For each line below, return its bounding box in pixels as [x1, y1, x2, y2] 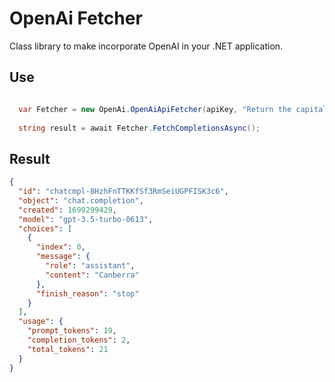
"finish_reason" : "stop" [35, 288, 140, 299]
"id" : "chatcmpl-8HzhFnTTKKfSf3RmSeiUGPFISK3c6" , [18, 187, 229, 197]
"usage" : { [18, 317, 64, 327]
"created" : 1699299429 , [18, 205, 117, 215]
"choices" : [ [18, 223, 73, 234]
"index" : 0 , [35, 242, 86, 252]
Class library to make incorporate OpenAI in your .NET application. [9, 40, 284, 52]
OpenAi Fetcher [9, 7, 143, 30]
